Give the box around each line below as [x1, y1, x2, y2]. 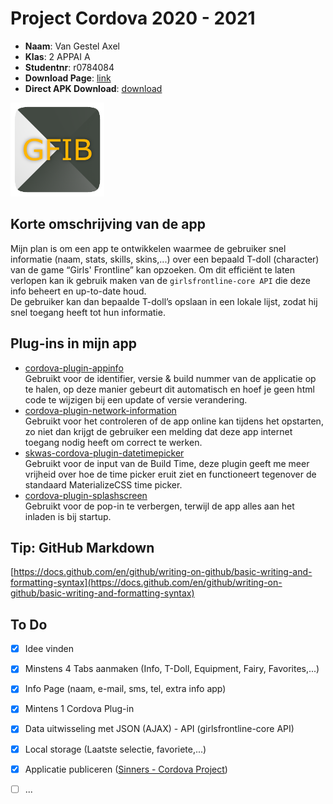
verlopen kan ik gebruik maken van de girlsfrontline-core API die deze [10, 274, 311, 286]
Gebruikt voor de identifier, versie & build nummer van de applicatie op [24, 372, 317, 384]
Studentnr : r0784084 [24, 61, 115, 73]
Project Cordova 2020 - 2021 [10, 7, 256, 30]
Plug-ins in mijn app [10, 335, 137, 352]
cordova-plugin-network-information [24, 404, 177, 416]
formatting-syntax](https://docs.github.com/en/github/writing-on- [10, 577, 283, 589]
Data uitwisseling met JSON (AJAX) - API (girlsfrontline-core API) [24, 723, 295, 735]
